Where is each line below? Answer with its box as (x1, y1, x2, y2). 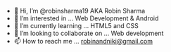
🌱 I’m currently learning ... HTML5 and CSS (13, 22, 139, 30)
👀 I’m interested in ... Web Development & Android (13, 14, 159, 22)
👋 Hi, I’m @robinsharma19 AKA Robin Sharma (13, 7, 146, 15)
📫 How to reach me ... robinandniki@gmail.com (13, 37, 153, 45)
